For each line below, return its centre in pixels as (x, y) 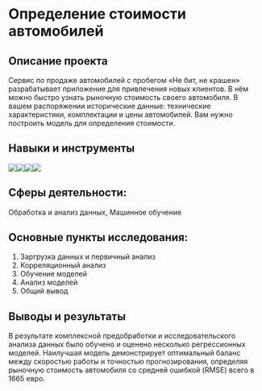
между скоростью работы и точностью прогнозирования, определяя (128, 362)
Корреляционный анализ (63, 265)
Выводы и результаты (67, 316)
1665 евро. (27, 379)
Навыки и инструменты (72, 149)
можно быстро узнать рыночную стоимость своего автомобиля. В (123, 97)
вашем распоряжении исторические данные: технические (110, 106)
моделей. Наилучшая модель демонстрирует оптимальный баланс (125, 353)
